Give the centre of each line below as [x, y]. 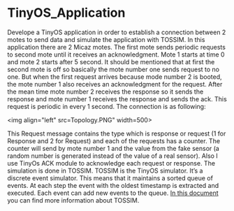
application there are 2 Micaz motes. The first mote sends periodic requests [116, 47]
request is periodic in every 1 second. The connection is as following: [107, 106]
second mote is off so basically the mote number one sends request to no [114, 69]
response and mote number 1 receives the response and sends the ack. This [117, 99]
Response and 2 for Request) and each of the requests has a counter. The [114, 140]
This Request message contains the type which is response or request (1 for [117, 133]
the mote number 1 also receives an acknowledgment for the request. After [115, 84]
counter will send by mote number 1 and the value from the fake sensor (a [114, 148]
